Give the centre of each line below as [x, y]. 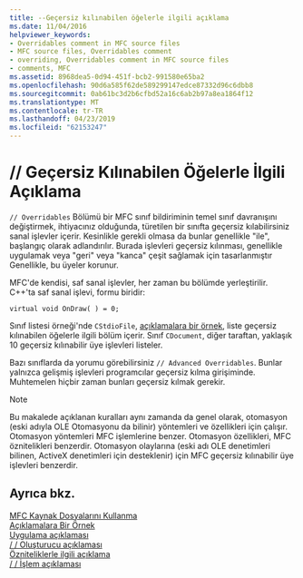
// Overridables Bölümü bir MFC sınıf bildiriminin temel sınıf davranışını [143, 216]
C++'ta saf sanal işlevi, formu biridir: [77, 292]
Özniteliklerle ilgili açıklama [60, 554]
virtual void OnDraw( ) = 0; [64, 309]
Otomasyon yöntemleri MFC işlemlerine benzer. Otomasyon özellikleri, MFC [151, 436]
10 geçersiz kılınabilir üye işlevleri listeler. [86, 345]
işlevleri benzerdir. [44, 465]
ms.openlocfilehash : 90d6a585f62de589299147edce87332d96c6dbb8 [132, 85]
